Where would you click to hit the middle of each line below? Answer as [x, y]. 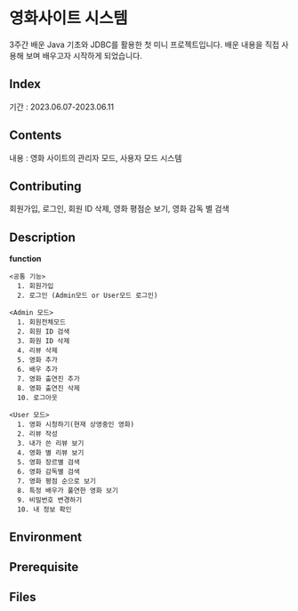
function [25, 259]
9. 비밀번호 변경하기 [50, 500]
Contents [36, 136]
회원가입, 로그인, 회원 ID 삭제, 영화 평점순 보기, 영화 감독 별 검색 [119, 209]
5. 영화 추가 [37, 360]
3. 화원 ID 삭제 [44, 342]
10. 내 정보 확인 [44, 510]
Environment [46, 537]
